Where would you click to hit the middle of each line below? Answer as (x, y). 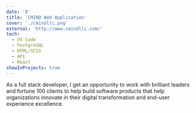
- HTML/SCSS (27, 51)
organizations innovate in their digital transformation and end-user (88, 97)
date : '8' (19, 12)
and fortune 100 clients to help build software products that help (85, 91)
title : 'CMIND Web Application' (46, 17)
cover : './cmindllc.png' (37, 23)
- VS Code (24, 40)
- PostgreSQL (28, 46)
